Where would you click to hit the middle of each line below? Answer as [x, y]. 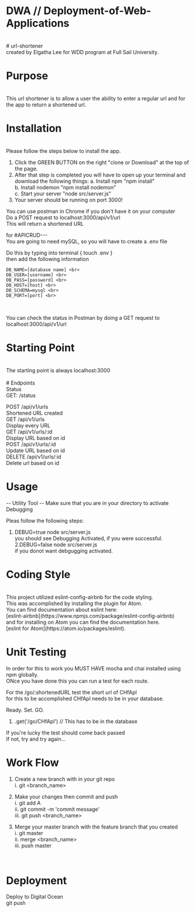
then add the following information [47, 259]
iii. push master [33, 846]
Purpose [27, 76]
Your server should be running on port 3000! [69, 200]
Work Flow [33, 762]
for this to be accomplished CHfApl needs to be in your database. [85, 699]
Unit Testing [36, 652]
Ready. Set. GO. [25, 710]
